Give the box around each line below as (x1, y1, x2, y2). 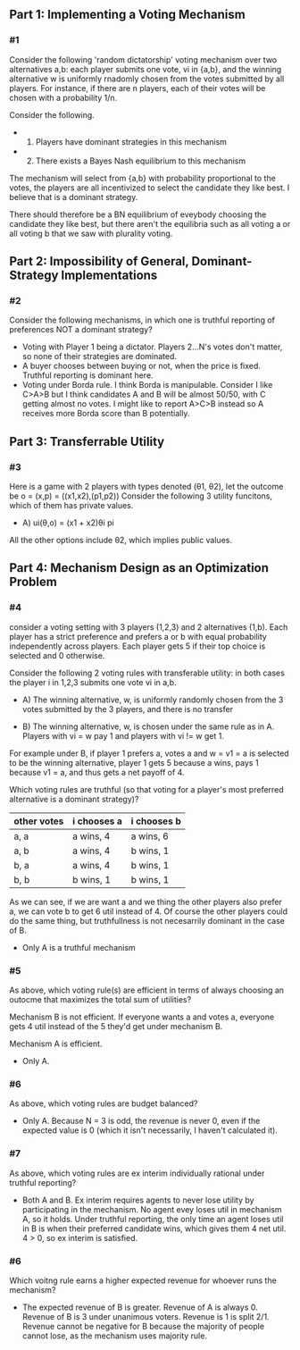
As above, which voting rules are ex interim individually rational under (9, 1168, 265, 1178)
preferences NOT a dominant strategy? (9, 324, 154, 335)
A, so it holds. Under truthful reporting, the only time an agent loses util (21, 1213, 284, 1224)
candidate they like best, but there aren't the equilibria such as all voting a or (9, 218, 291, 229)
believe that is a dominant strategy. (9, 191, 138, 202)
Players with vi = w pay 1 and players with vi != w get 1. (21, 730, 225, 741)
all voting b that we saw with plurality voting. (9, 228, 173, 239)
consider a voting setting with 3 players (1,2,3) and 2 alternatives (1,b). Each (9, 621, 288, 633)
